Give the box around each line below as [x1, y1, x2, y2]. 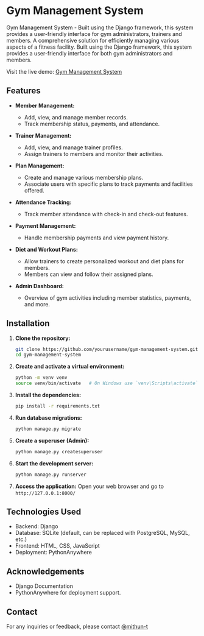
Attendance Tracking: [15, 199, 72, 206]
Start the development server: [15, 459, 94, 467]
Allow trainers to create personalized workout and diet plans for [24, 257, 184, 265]
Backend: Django [15, 523, 58, 530]
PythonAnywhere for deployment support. [15, 589, 121, 596]
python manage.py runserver [15, 472, 86, 478]
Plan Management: [15, 162, 65, 169]
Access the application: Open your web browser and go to [15, 482, 164, 490]
